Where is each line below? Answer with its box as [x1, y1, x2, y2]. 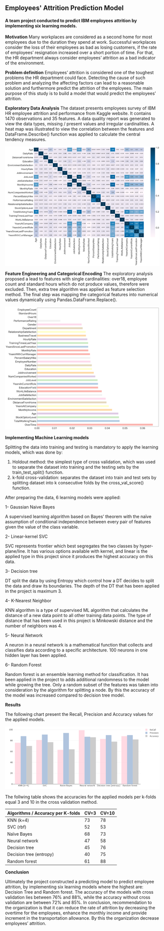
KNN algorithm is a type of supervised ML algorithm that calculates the [5, 607, 148, 613]
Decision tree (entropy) [7, 851, 54, 857]
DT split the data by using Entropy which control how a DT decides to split [5, 578, 154, 584]
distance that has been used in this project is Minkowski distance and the [5, 618, 153, 623]
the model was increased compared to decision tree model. [5, 692, 125, 698]
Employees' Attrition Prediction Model [5, 4, 124, 12]
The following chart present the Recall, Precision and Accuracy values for [5, 711, 153, 717]
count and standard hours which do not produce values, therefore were [5, 281, 149, 287]
